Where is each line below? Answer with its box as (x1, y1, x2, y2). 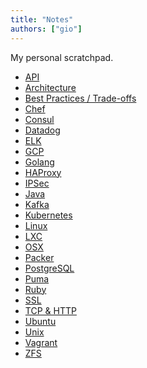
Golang (24, 156, 55, 168)
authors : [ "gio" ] (10, 24, 83, 34)
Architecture (24, 81, 77, 93)
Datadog (24, 124, 61, 136)
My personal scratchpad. (10, 51, 114, 63)
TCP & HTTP (24, 304, 77, 316)
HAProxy (24, 166, 62, 178)
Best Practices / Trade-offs (24, 92, 137, 104)
